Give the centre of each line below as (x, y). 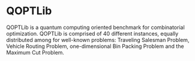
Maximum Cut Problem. (35, 52)
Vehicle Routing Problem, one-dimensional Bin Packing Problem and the (95, 46)
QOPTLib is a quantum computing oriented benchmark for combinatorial (95, 27)
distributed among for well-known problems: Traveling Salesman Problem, (98, 40)
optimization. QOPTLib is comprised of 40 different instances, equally (92, 33)
